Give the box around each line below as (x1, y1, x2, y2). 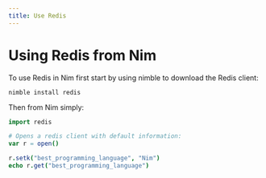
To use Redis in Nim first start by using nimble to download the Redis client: (8, 73, 260, 83)
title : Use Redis (8, 11, 67, 20)
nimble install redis (8, 88, 81, 96)
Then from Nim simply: (8, 102, 85, 112)
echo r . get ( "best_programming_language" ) (8, 162, 150, 170)
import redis (8, 118, 52, 126)
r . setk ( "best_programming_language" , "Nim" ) (8, 154, 160, 163)
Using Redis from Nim (8, 46, 157, 64)
